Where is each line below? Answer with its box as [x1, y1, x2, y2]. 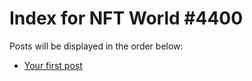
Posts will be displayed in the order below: [9, 40, 184, 52]
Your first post [23, 59, 83, 71]
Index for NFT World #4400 [9, 7, 244, 30]
